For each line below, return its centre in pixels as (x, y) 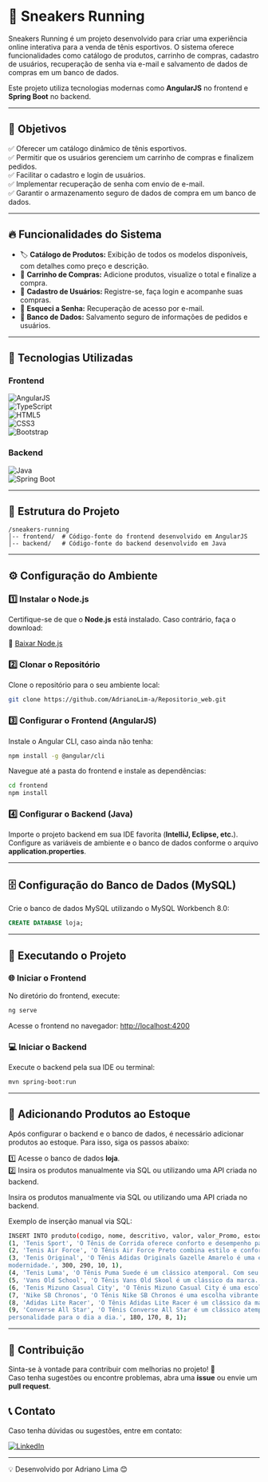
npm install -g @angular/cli (57, 756)
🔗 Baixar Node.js (35, 644)
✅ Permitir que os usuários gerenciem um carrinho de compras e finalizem (131, 157)
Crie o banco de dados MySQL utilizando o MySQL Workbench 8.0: (119, 909)
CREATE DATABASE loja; (46, 923)
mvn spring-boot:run (43, 1082)
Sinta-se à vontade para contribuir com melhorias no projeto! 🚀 (112, 1369)
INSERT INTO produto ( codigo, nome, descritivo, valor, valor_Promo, (124, 1236)
